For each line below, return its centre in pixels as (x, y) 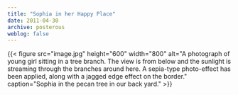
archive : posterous (36, 27)
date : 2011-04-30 (33, 21)
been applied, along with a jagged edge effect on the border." (97, 77)
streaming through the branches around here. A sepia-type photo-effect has (119, 69)
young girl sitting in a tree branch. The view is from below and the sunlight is (119, 62)
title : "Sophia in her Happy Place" (61, 14)
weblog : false (28, 34)
